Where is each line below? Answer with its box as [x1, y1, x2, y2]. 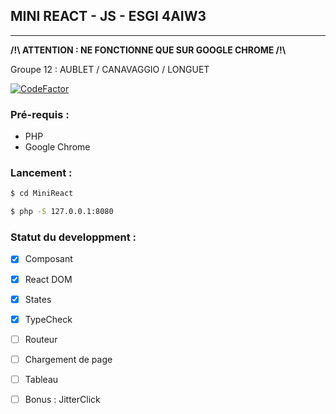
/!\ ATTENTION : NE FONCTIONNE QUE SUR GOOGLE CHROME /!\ [10, 44, 287, 56]
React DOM [24, 273, 73, 285]
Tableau [24, 373, 59, 385]
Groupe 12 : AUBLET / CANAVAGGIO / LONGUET [10, 63, 210, 75]
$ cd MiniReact [10, 189, 74, 199]
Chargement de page [24, 353, 113, 365]
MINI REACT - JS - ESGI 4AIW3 [10, 8, 207, 25]
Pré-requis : [10, 107, 70, 121]
